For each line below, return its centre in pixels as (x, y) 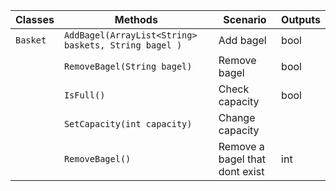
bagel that (242, 159)
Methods (136, 19)
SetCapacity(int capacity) (128, 124)
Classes (35, 19)
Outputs (301, 19)
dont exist (241, 171)
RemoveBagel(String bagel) (128, 66)
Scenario (245, 19)
